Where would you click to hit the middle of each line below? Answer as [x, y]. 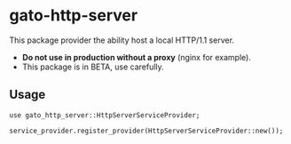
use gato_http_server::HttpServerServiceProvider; [105, 115]
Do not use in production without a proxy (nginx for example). [136, 57]
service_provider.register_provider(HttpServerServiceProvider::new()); [146, 131]
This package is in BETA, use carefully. [93, 67]
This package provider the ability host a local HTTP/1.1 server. [122, 40]
